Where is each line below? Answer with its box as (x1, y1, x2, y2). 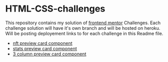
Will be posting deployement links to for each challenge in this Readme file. (5, 30, 163, 36)
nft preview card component (12, 40, 73, 46)
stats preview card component (12, 45, 77, 51)
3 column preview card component (12, 51, 87, 57)
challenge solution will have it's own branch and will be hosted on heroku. (5, 25, 161, 31)
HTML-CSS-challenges (5, 3, 106, 15)
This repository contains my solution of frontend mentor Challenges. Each (5, 20, 161, 26)
